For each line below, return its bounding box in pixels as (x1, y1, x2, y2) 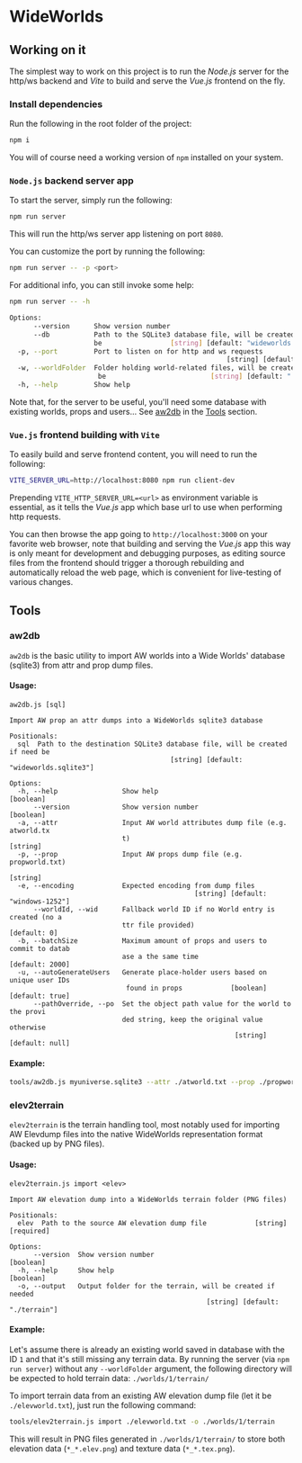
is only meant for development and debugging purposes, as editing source (9, 548, 286, 559)
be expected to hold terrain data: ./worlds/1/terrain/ (9, 1372, 209, 1383)
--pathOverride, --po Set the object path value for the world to (32, 1000, 292, 1009)
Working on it (9, 42, 86, 58)
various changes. (9, 577, 74, 588)
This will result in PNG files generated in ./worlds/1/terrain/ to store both (9, 1433, 286, 1444)
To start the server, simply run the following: (9, 195, 173, 206)
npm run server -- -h (9, 297, 91, 307)
